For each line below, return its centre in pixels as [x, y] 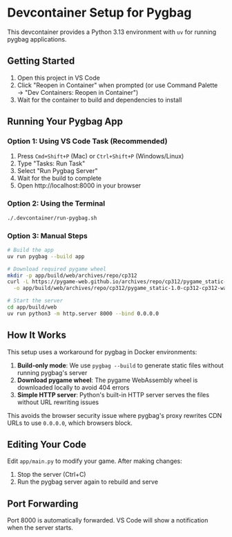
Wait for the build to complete [59, 179]
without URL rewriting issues [58, 402]
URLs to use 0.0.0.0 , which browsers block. [70, 423]
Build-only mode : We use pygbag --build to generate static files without [120, 365]
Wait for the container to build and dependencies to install [99, 100]
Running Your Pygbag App [65, 121]
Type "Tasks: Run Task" [51, 163]
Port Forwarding [43, 503]
